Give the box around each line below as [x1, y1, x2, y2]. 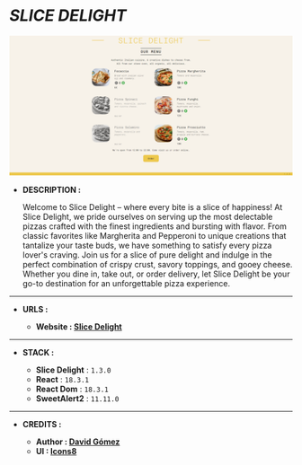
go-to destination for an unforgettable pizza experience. [22, 277, 231, 288]
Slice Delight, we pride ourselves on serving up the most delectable [22, 211, 273, 222]
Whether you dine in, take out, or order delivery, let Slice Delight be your [22, 268, 290, 279]
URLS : [22, 303, 49, 314]
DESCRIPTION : [22, 184, 81, 195]
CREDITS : [22, 418, 62, 429]
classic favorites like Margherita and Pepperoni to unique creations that [22, 230, 287, 241]
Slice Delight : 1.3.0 [35, 364, 111, 375]
